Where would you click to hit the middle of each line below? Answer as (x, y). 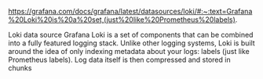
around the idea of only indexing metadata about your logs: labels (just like (129, 51)
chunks (20, 68)
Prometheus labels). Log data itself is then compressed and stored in (119, 59)
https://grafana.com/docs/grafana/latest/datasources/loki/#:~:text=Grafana (130, 11)
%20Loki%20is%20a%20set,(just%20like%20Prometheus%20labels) (122, 20)
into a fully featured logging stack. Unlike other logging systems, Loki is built (131, 43)
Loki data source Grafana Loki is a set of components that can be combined (131, 35)
